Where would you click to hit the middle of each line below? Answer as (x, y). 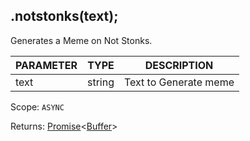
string (100, 82)
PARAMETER (46, 65)
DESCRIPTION (179, 65)
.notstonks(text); (64, 16)
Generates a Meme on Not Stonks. (81, 40)
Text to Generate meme (179, 82)
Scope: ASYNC (37, 106)
